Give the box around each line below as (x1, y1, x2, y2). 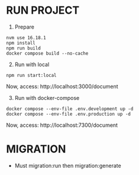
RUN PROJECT (6, 4, 80, 17)
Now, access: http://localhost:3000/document (6, 83, 118, 90)
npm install (6, 40, 35, 46)
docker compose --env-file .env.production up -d (6, 111, 131, 117)
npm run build (6, 45, 41, 51)
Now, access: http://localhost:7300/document (6, 121, 118, 129)
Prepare (14, 23, 34, 30)
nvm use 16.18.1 (6, 35, 46, 40)
